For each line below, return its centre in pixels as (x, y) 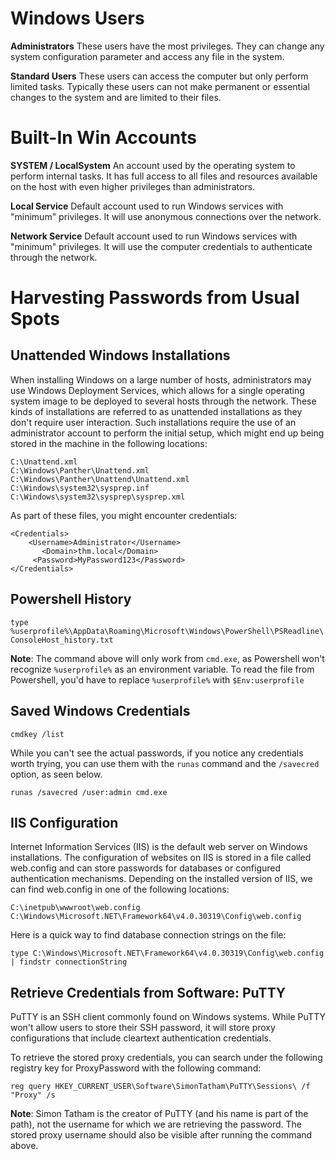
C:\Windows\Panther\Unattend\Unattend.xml (100, 479)
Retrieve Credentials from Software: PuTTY (148, 992)
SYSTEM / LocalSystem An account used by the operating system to (153, 165)
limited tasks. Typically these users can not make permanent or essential (160, 86)
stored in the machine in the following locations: (109, 443)
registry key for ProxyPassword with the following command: (136, 1068)
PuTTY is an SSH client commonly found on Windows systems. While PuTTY (168, 1017)
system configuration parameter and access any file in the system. (147, 56)
